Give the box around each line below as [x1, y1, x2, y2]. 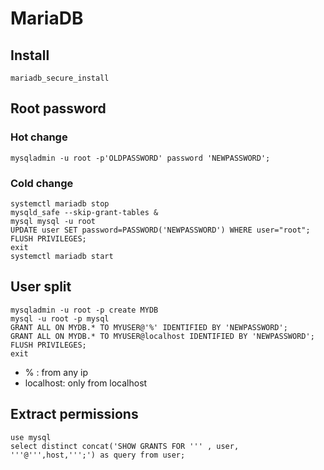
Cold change [10, 176, 74, 190]
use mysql [10, 432, 52, 442]
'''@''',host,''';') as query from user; [10, 450, 186, 460]
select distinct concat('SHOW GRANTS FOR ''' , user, [10, 441, 240, 451]
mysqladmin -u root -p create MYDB [10, 305, 159, 315]
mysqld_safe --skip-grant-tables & [10, 207, 159, 217]
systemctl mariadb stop [10, 198, 110, 209]
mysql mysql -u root [10, 216, 97, 226]
